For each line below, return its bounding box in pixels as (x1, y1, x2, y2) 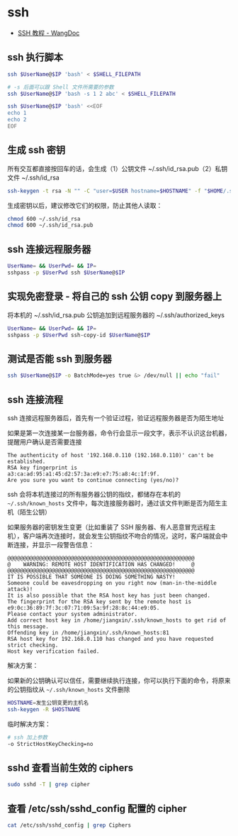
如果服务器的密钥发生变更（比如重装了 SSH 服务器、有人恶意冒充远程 (7, 522, 210, 531)
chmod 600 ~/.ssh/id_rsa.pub (7, 221, 93, 229)
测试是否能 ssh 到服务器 (7, 353, 112, 365)
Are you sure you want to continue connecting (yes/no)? (7, 476, 179, 483)
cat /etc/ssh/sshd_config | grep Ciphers (7, 821, 132, 829)
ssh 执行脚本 (7, 51, 64, 64)
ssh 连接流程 (7, 393, 64, 405)
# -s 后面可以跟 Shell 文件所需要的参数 (7, 83, 115, 91)
